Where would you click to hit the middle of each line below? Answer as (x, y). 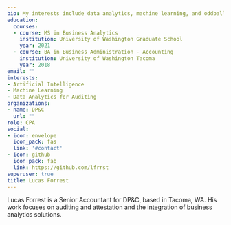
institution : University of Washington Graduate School (101, 39)
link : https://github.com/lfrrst (61, 167)
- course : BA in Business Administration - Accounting (93, 52)
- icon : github (29, 155)
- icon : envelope (32, 135)
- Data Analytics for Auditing (52, 97)
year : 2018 (35, 65)
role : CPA (21, 123)
